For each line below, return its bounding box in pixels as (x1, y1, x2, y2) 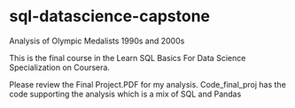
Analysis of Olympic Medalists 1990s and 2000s (9, 35, 185, 46)
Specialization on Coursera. (9, 62, 111, 73)
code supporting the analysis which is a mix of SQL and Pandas (9, 89, 242, 99)
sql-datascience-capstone (9, 6, 211, 27)
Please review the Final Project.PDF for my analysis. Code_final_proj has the (9, 79, 286, 89)
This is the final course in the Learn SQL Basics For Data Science (9, 52, 246, 63)
